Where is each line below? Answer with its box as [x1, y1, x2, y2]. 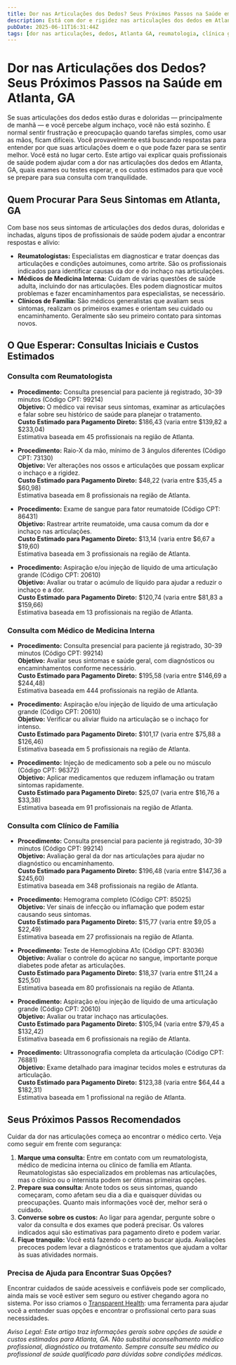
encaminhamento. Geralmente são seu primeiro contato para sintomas [17, 312, 222, 320]
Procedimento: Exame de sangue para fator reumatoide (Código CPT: [17, 504, 221, 513]
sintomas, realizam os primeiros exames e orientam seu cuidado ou [17, 304, 213, 312]
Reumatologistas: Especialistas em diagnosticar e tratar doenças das [17, 252, 220, 260]
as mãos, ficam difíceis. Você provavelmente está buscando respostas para [7, 136, 227, 144]
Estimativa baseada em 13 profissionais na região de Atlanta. [17, 608, 193, 616]
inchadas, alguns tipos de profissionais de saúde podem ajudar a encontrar [7, 231, 226, 239]
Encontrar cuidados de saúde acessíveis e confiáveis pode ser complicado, [7, 1284, 226, 1293]
